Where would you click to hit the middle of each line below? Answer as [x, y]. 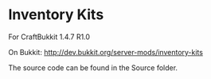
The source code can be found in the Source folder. [93, 67]
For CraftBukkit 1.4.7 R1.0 [49, 37]
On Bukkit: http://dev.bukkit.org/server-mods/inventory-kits [105, 52]
